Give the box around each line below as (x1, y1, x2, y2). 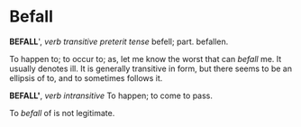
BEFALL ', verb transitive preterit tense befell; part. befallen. (9, 36, 229, 47)
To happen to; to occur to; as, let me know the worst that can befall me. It (9, 53, 282, 64)
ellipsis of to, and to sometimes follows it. (9, 72, 163, 83)
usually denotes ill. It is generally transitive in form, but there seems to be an (9, 63, 293, 74)
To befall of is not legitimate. (9, 107, 115, 118)
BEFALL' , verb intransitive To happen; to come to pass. (9, 90, 214, 101)
